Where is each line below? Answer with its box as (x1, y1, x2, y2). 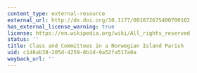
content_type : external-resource (7, 10, 106, 17)
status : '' (7, 36, 39, 43)
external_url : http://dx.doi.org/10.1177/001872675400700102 (7, 17, 191, 24)
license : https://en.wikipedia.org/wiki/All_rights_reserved (7, 29, 191, 37)
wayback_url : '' (7, 56, 55, 63)
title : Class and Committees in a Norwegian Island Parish (7, 42, 184, 49)
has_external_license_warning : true (7, 23, 115, 30)
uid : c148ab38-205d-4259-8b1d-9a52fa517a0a (7, 49, 137, 56)
